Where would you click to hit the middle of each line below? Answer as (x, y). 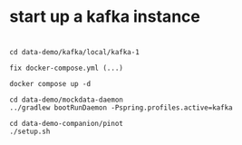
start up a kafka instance (105, 17)
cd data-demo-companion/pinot (67, 124)
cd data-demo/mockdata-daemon (67, 100)
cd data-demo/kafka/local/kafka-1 (75, 53)
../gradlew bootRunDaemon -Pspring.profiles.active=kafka (121, 108)
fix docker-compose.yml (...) (67, 68)
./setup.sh (30, 132)
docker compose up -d (50, 84)
